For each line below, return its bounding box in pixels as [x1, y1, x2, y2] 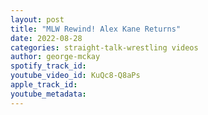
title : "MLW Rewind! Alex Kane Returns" [10, 24, 182, 34]
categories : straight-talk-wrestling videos [10, 42, 199, 53]
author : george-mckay [10, 52, 101, 62]
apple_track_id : [10, 80, 78, 90]
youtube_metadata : [10, 89, 87, 99]
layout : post [10, 14, 65, 25]
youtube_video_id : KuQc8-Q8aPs [10, 71, 141, 81]
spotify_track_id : [10, 61, 87, 71]
